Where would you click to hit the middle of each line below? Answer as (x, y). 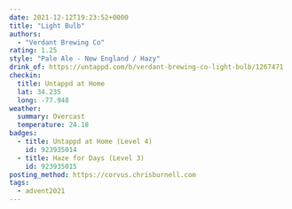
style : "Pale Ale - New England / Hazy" (85, 59)
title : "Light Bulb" (47, 26)
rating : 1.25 (33, 51)
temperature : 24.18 (53, 125)
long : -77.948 (43, 100)
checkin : (25, 76)
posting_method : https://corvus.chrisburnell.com (103, 174)
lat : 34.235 (39, 92)
